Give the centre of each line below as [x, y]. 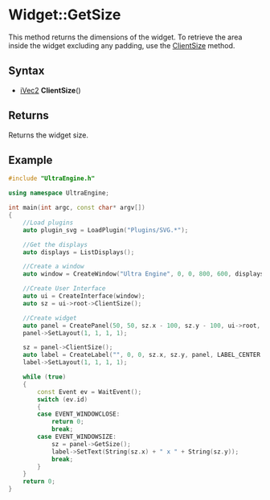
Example [31, 160]
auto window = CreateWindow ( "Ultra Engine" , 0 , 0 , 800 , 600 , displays [143, 274]
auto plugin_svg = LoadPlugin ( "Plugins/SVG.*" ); [106, 230]
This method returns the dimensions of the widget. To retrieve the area [125, 37]
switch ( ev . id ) [63, 400]
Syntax [27, 71]
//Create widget [50, 318]
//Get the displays [55, 244]
